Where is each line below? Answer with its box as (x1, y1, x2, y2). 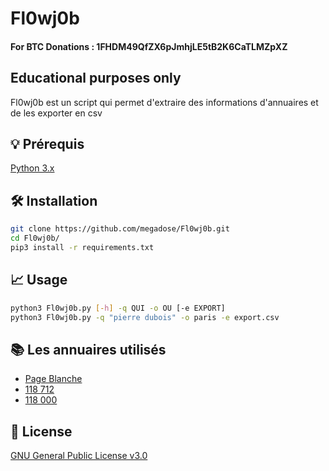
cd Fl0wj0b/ (10, 233, 60, 244)
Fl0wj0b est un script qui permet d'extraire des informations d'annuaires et (10, 96, 319, 108)
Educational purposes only (10, 70, 182, 87)
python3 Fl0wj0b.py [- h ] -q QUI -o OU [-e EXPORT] (10, 303, 226, 313)
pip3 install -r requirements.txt (10, 242, 155, 252)
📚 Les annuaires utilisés (10, 341, 167, 358)
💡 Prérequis (10, 135, 85, 152)
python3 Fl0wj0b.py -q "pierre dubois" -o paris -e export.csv (10, 312, 280, 322)
